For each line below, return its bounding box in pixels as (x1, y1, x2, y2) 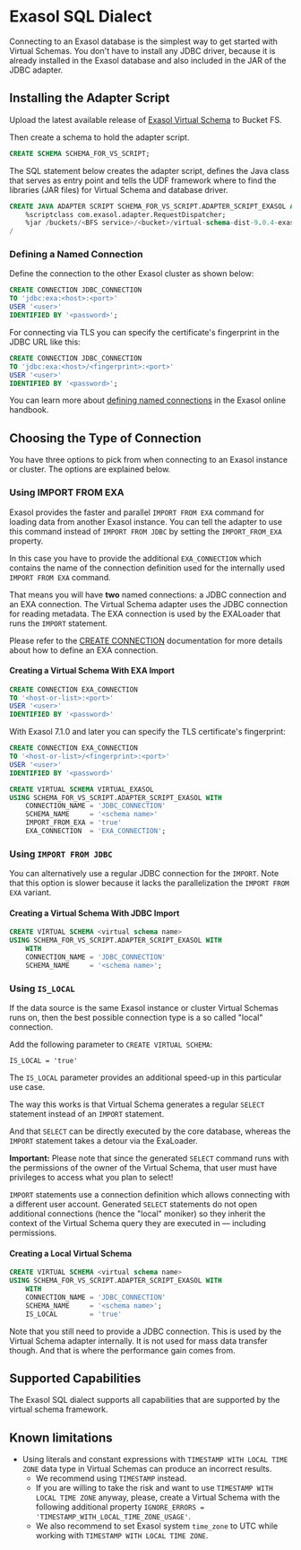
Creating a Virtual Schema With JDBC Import (9, 908, 180, 919)
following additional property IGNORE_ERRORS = (35, 1502, 204, 1512)
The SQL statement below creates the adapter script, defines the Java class (9, 165, 289, 176)
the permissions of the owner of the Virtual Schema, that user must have (9, 1162, 278, 1173)
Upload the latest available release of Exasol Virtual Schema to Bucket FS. (9, 114, 282, 125)
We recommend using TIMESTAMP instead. (35, 1473, 187, 1484)
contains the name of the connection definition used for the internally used (9, 562, 285, 573)
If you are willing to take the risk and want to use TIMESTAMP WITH (35, 1483, 273, 1493)
